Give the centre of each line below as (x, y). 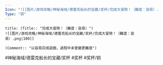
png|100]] (24, 39)
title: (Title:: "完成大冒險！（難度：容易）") (49, 28)
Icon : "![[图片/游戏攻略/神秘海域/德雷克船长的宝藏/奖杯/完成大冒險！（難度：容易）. (82, 9)
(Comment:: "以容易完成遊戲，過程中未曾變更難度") (51, 48)
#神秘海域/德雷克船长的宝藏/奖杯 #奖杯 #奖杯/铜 (53, 57)
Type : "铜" (16, 14)
